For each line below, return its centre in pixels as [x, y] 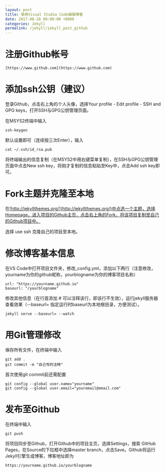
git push [14, 434]
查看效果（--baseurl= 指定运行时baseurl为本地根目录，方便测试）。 [74, 304]
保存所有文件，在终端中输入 [34, 350]
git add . [15, 359]
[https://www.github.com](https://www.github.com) [59, 68]
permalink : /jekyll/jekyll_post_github [46, 28]
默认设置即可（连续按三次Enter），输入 [44, 140]
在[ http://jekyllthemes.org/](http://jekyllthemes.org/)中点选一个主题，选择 [80, 208]
